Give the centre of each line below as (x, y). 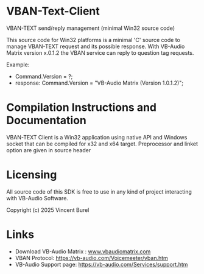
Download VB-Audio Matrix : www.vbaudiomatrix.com (83, 251)
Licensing (32, 175)
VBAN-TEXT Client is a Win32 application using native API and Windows (97, 137)
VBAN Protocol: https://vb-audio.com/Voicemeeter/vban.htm (92, 258)
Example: (18, 65)
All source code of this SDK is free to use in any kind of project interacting (99, 191)
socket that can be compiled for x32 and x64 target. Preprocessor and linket (102, 144)
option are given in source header (49, 150)
